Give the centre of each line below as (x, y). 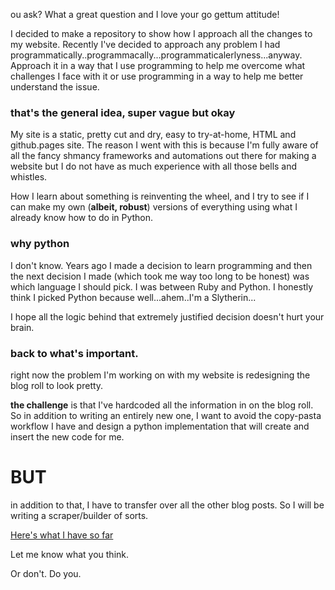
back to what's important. (74, 353)
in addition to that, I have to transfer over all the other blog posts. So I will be (167, 505)
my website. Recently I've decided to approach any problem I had (145, 44)
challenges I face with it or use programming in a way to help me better (157, 76)
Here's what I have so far (62, 535)
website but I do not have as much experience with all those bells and (154, 166)
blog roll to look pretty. (57, 385)
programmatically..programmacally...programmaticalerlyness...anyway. (156, 55)
